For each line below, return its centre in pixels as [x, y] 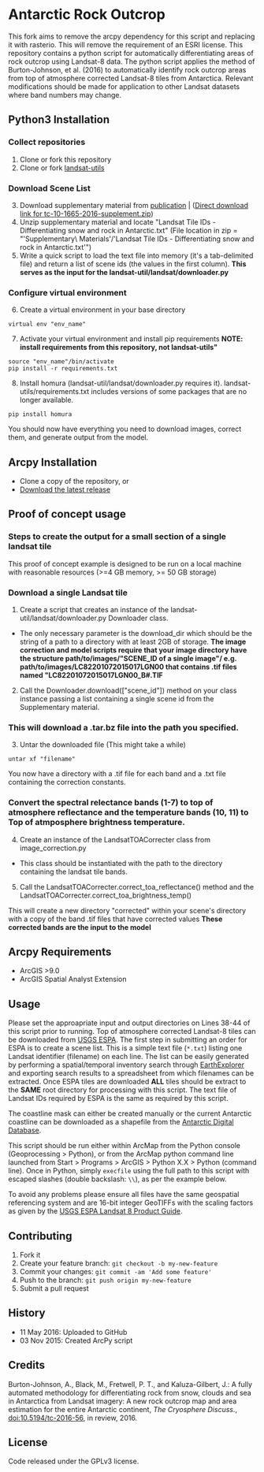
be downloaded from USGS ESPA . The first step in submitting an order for [128, 1040]
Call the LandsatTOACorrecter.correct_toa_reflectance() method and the [137, 887]
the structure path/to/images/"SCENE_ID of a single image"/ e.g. [128, 659]
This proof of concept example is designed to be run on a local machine [125, 563]
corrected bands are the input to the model [80, 927]
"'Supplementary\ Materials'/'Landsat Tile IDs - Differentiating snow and [137, 239]
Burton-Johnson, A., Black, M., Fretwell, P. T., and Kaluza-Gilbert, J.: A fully [130, 1384]
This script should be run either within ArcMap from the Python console [125, 1146]
